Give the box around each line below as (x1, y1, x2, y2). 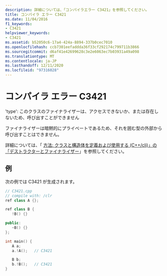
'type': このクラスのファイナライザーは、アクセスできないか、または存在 (5, 108, 155, 114)
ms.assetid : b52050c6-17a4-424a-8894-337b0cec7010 (5, 40, 113, 45)
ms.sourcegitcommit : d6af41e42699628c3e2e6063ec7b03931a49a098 (5, 49, 140, 54)
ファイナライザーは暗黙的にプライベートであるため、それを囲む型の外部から (5, 125, 163, 131)
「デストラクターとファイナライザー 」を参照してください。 (5, 148, 127, 154)
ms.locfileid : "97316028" (5, 68, 59, 73)
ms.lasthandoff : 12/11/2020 (5, 63, 64, 68)
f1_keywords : (5, 21, 32, 26)
